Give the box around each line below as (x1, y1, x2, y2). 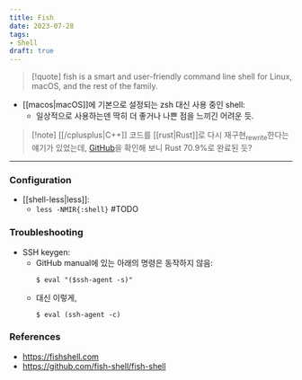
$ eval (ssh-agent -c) (35, 310, 121, 319)
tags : (9, 30, 30, 39)
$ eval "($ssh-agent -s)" (35, 275, 133, 284)
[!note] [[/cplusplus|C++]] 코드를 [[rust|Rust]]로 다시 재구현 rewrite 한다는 (31, 129, 289, 142)
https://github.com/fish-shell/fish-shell (22, 360, 166, 371)
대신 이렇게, (35, 292, 77, 303)
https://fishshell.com (22, 351, 99, 362)
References (9, 331, 61, 343)
